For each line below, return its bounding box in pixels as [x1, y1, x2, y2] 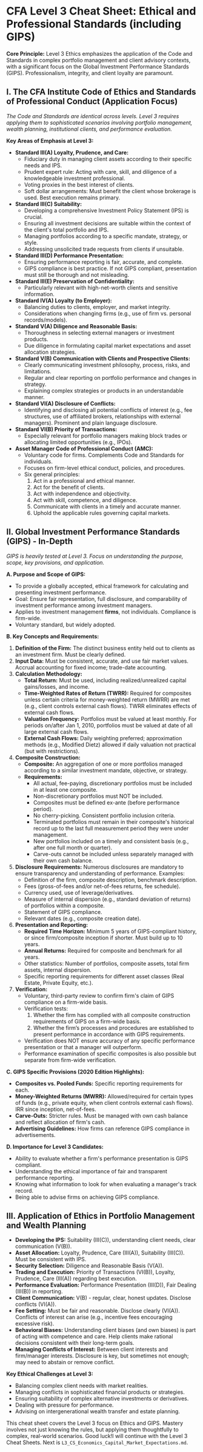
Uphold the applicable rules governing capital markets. [33, 509, 170, 516]
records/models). [24, 316, 68, 323]
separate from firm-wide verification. [24, 1056, 117, 1064]
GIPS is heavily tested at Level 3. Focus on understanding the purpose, [6, 552, 184, 560]
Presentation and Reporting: [15, 921, 88, 928]
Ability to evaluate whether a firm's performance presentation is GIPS [15, 1155, 188, 1162]
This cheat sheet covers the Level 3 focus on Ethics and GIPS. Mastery [6, 1419, 184, 1427]
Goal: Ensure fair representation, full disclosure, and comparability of [15, 595, 187, 602]
